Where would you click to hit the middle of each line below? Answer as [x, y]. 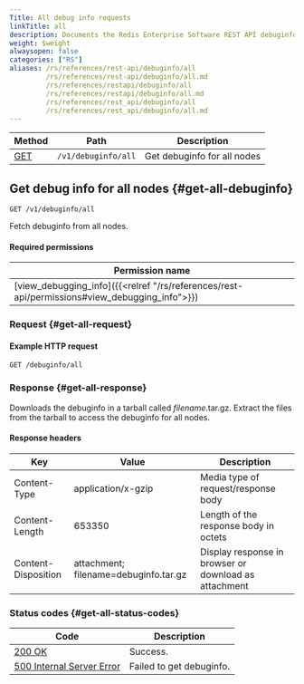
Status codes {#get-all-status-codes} [95, 612]
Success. [149, 651]
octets [214, 537]
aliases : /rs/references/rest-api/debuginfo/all [103, 69]
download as [228, 574]
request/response [238, 488]
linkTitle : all [38, 26]
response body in [237, 525]
